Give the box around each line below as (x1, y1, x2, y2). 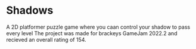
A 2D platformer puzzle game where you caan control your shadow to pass (6, 23, 191, 30)
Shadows (6, 4, 54, 17)
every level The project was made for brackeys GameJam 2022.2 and (6, 29, 178, 36)
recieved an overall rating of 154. (6, 36, 86, 43)
